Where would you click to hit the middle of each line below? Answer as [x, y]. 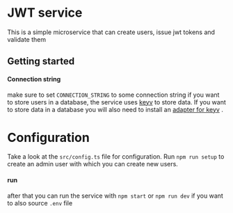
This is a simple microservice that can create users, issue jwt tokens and [111, 32]
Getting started [41, 62]
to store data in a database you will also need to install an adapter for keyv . [115, 109]
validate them [27, 39]
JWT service [45, 13]
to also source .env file [40, 203]
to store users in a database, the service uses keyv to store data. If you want [116, 102]
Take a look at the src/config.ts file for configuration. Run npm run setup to [116, 157]
